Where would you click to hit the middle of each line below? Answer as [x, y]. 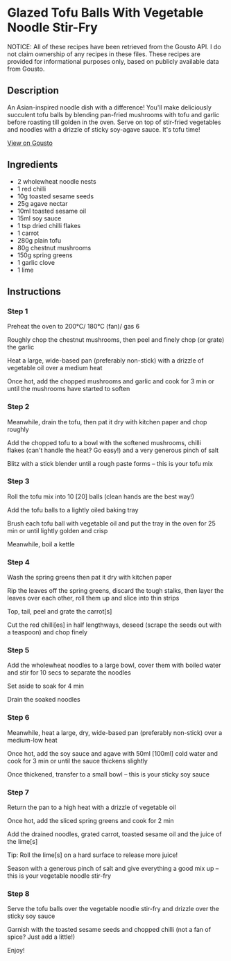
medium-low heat [32, 740]
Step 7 [18, 792]
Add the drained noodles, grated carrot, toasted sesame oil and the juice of [114, 834]
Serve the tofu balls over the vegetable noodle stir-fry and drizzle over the [113, 909]
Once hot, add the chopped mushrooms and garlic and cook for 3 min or [111, 381]
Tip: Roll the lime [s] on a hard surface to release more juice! [93, 855]
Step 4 [18, 562]
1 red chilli [32, 189]
